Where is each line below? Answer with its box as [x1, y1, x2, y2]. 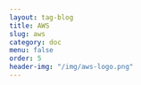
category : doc [9, 37, 62, 47]
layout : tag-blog [9, 12, 74, 22]
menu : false [9, 46, 54, 55]
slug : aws [9, 29, 46, 38]
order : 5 [9, 54, 42, 63]
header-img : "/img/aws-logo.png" [9, 63, 134, 72]
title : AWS [9, 21, 50, 30]
